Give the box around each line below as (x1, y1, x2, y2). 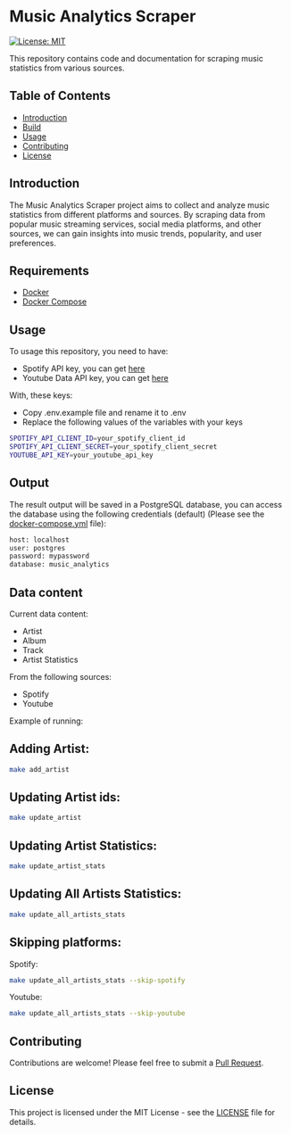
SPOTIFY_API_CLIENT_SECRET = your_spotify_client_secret (9, 443, 218, 451)
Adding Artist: (9, 741, 90, 757)
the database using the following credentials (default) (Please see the (9, 509, 265, 519)
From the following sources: (9, 671, 112, 682)
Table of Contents (9, 88, 112, 103)
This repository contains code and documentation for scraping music (9, 53, 263, 63)
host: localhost (9, 535, 70, 544)
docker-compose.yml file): (9, 517, 107, 528)
